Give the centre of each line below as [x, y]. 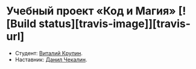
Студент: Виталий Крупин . [49, 53]
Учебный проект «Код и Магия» [91, 11]
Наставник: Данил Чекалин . [51, 59]
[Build [21, 24]
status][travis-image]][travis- [115, 24]
